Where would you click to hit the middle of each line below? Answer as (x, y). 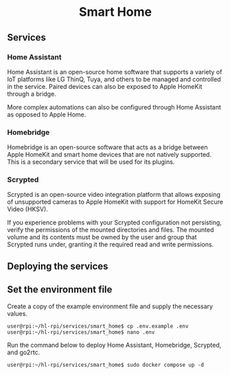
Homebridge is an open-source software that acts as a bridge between (107, 147)
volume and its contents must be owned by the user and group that (102, 237)
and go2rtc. (24, 352)
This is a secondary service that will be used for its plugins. (91, 162)
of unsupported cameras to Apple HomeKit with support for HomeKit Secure (115, 202)
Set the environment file (60, 290)
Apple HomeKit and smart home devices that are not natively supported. (109, 155)
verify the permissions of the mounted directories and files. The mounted (111, 230)
